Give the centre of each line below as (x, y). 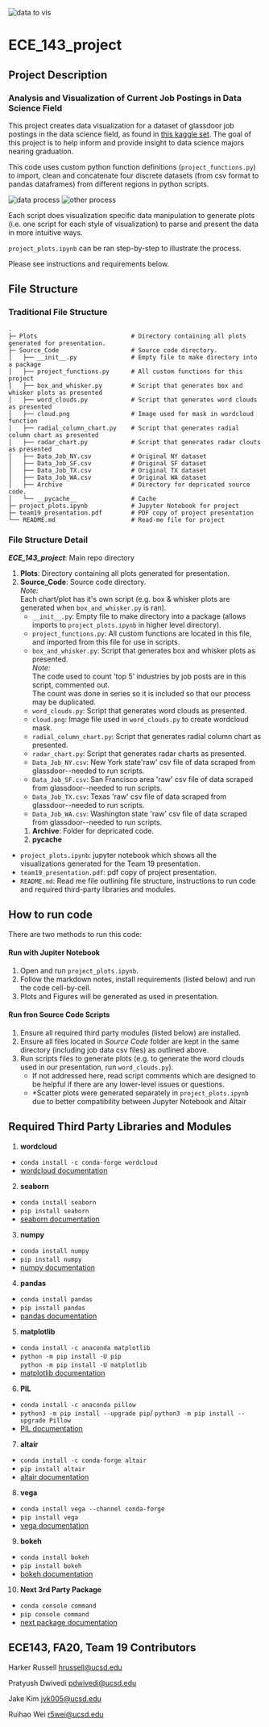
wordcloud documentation (64, 1170)
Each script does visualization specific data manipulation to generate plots (132, 215)
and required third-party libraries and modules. (98, 889)
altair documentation (54, 1477)
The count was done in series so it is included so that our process (141, 693)
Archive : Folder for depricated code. (93, 830)
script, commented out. (71, 685)
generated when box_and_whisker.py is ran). (93, 607)
